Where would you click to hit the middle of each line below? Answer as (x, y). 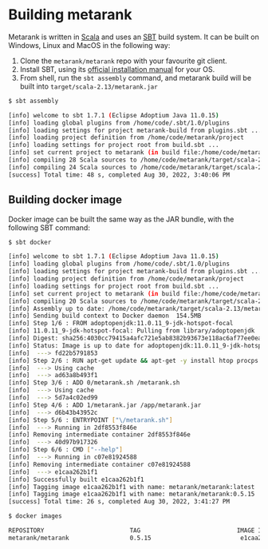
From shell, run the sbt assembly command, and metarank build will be (136, 78)
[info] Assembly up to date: (57, 308)
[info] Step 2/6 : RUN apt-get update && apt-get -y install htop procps (134, 360)
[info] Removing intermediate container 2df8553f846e (100, 435)
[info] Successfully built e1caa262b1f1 (77, 479)
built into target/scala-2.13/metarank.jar (89, 86)
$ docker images (35, 516)
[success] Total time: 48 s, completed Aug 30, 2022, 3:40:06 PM (119, 175)
